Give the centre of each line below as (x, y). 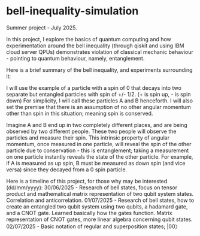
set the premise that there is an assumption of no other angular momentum (99, 107)
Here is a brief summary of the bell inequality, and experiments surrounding (99, 69)
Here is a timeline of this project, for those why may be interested (87, 181)
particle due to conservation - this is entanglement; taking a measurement (98, 150)
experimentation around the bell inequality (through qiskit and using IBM (95, 46)
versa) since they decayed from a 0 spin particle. (67, 170)
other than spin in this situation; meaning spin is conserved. (80, 113)
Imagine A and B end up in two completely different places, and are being (97, 125)
